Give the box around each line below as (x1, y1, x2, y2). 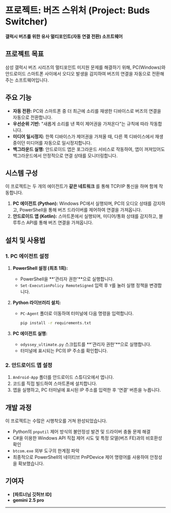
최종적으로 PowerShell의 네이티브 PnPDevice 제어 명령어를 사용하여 (12, 454, 149, 460)
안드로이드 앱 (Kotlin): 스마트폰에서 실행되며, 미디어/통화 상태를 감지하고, (12, 213, 158, 219)
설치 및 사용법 (5, 236, 46, 245)
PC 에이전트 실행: (12, 330, 47, 337)
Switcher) (5, 16, 48, 28)
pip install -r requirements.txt (20, 321, 92, 326)
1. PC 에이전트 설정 (5, 252, 49, 260)
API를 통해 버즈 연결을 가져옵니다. (26, 220, 93, 226)
